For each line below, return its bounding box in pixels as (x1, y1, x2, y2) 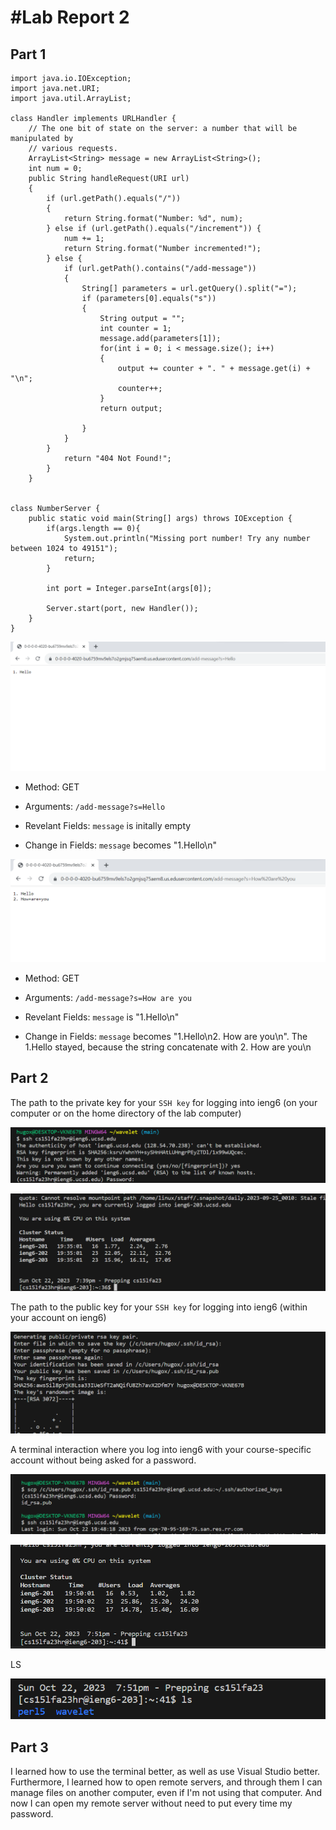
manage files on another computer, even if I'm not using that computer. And (10, 1786, 323, 1798)
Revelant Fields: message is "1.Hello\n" (24, 1011, 180, 1023)
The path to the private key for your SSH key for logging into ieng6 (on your (10, 1096, 318, 1108)
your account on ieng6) (10, 1311, 107, 1323)
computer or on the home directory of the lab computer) (10, 1107, 242, 1119)
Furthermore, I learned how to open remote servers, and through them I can (10, 1776, 323, 1788)
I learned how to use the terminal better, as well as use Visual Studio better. (10, 1765, 321, 1777)
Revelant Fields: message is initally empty (24, 819, 192, 831)
